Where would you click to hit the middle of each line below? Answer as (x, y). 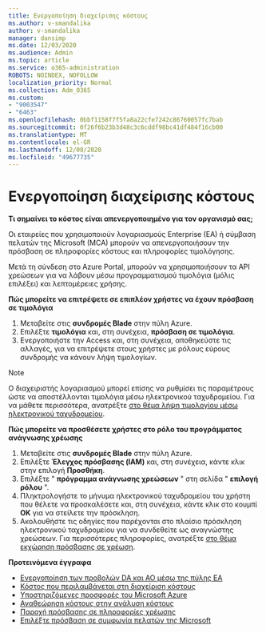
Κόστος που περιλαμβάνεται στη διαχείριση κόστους (107, 587)
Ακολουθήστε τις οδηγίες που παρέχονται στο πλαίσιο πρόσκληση (131, 522)
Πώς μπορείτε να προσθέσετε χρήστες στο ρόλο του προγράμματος (125, 430)
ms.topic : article (39, 61)
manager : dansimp (37, 38)
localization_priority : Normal (60, 82)
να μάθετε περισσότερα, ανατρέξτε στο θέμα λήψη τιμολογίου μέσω (123, 406)
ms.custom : (26, 98)
